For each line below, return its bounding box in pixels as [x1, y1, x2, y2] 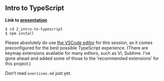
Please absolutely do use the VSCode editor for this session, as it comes [5, 40, 153, 45]
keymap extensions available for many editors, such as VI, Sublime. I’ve [5, 50, 151, 56]
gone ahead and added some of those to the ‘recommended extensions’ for [5, 55, 159, 61]
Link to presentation [5, 17, 47, 23]
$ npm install [5, 31, 35, 36]
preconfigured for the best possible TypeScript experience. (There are [5, 44, 148, 51]
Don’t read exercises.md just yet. [5, 70, 72, 76]
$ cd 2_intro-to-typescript [5, 27, 63, 32]
